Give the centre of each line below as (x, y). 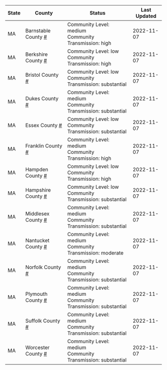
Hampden (37, 170)
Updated (146, 16)
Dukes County (42, 98)
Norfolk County (43, 267)
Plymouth (36, 294)
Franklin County (44, 146)
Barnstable (38, 31)
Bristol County (42, 75)
